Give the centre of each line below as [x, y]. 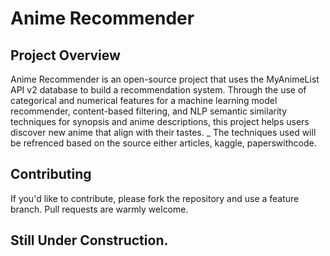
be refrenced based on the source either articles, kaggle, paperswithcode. [163, 143]
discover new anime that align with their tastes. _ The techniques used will [163, 132]
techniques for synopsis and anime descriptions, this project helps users [160, 121]
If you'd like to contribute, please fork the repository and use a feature [155, 198]
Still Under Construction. [89, 240]
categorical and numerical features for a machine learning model [144, 100]
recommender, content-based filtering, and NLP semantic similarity [149, 111]
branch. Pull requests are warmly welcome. [99, 209]
